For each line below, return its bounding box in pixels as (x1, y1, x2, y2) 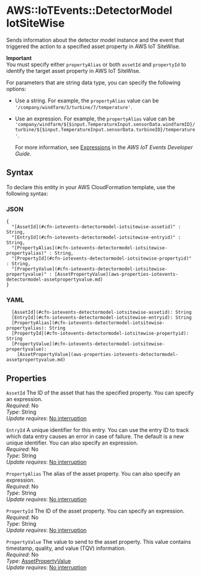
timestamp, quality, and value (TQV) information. (6, 544, 126, 552)
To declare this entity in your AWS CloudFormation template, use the (6, 183, 175, 190)
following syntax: (6, 190, 49, 197)
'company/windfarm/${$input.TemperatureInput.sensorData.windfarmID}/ (14, 121, 196, 127)
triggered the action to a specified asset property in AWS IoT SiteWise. (6, 43, 181, 50)
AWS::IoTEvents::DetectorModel (6, 4, 173, 17)
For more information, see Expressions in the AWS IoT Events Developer (14, 143, 193, 151)
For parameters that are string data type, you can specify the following (6, 79, 181, 86)
